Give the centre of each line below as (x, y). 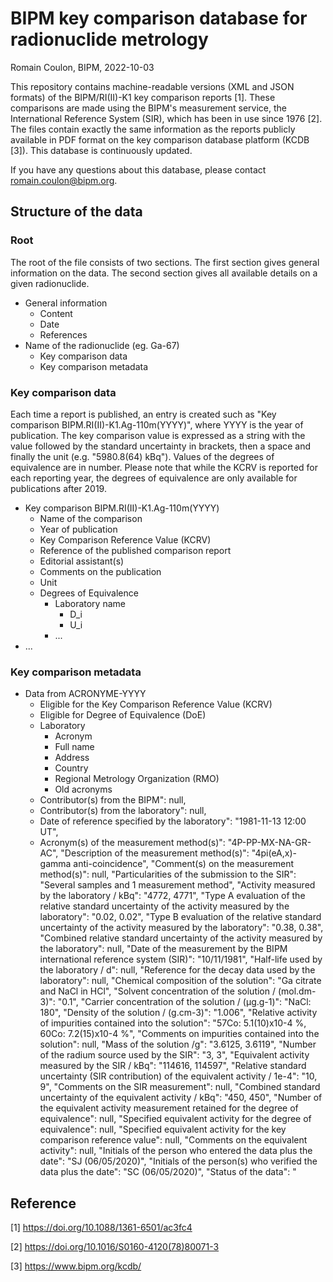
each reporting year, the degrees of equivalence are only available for (154, 478)
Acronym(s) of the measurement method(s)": (132, 843)
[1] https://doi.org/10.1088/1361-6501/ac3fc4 (101, 1228)
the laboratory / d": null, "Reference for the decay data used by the (177, 970)
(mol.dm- (297, 991)
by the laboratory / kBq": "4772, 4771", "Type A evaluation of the (172, 896)
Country (71, 768)
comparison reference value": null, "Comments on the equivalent (173, 1140)
